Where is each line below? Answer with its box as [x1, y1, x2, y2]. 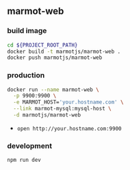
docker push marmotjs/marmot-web [7, 54, 103, 61]
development [7, 141, 53, 150]
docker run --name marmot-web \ [7, 86, 99, 93]
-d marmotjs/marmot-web [13, 112, 81, 119]
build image [7, 26, 47, 36]
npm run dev [7, 157, 41, 164]
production [7, 71, 45, 80]
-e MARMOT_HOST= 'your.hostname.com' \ [13, 99, 125, 106]
